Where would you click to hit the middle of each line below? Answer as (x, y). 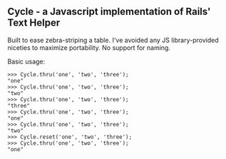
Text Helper (34, 23)
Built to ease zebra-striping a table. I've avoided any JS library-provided (113, 40)
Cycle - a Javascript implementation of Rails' (109, 12)
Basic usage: (26, 61)
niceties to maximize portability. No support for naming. (89, 47)
